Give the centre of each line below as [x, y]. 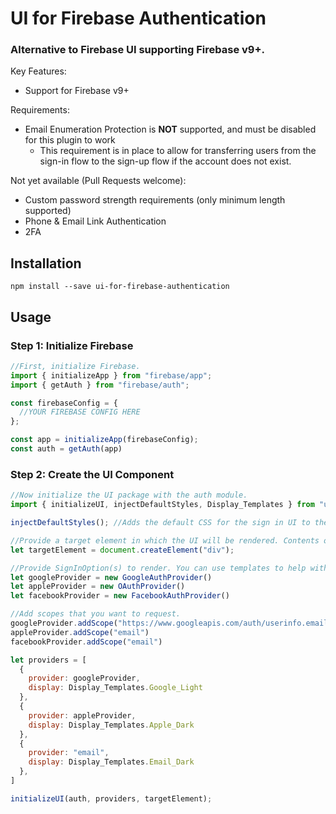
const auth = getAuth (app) [66, 449]
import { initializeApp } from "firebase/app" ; [111, 375]
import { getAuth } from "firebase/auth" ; [100, 385]
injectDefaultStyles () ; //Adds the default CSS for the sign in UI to [160, 523]
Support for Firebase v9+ [77, 91]
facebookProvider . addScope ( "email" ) [86, 642]
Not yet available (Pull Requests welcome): [98, 181]
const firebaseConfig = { [64, 403]
